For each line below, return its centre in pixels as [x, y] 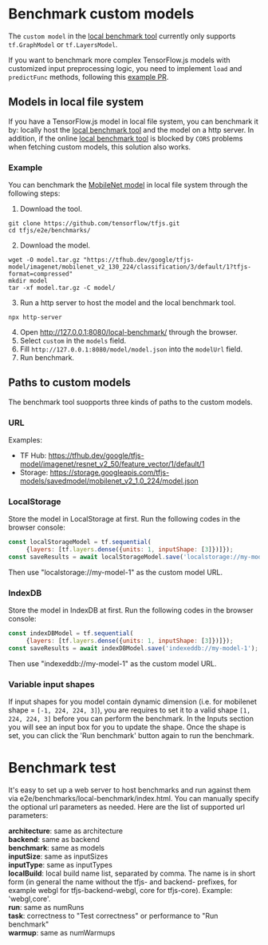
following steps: [34, 193]
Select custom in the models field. [73, 341]
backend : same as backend [54, 840]
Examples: [25, 440]
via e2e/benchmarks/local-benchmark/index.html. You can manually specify [134, 799]
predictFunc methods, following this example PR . [89, 77]
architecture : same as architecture [66, 831]
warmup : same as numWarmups [62, 933]
